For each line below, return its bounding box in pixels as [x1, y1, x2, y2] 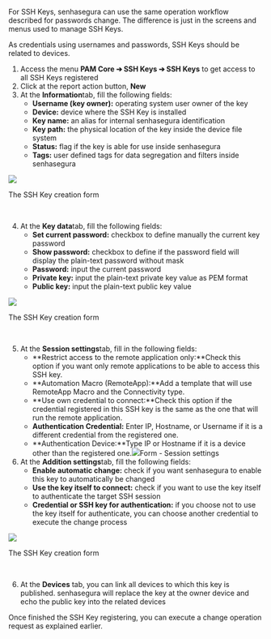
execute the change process [32, 517, 128, 526]
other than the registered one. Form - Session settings [32, 448, 220, 457]
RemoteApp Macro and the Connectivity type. [32, 387, 185, 397]
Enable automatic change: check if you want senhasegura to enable [32, 465, 262, 475]
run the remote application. [32, 413, 123, 422]
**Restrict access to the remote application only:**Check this [32, 353, 241, 362]
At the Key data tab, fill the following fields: [19, 221, 163, 230]
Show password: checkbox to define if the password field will [32, 247, 239, 256]
